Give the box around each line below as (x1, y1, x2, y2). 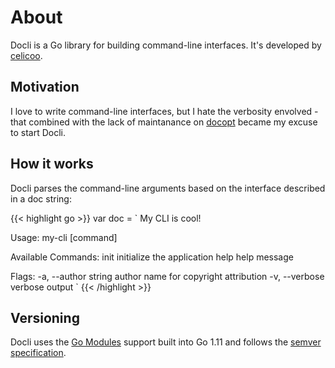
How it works (10, 156, 94, 173)
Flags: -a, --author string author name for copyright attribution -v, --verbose (10, 270, 325, 282)
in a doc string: (10, 192, 72, 205)
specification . (10, 347, 67, 359)
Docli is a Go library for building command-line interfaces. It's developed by (10, 39, 322, 51)
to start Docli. (10, 126, 66, 138)
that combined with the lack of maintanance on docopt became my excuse (10, 116, 318, 128)
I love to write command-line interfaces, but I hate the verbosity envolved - (10, 105, 319, 117)
